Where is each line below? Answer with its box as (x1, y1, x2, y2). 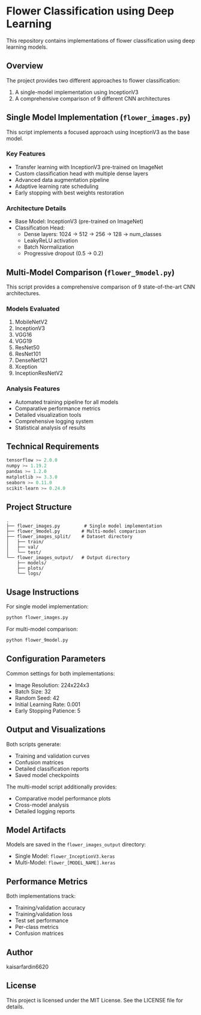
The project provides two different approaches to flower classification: (6, 77, 181, 84)
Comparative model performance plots (14, 795, 111, 802)
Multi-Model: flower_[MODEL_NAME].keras (14, 859, 116, 866)
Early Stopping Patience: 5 (14, 707, 81, 714)
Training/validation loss (14, 911, 73, 918)
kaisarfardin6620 (6, 963, 49, 970)
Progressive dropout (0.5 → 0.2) (23, 250, 104, 257)
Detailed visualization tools (14, 411, 82, 418)
